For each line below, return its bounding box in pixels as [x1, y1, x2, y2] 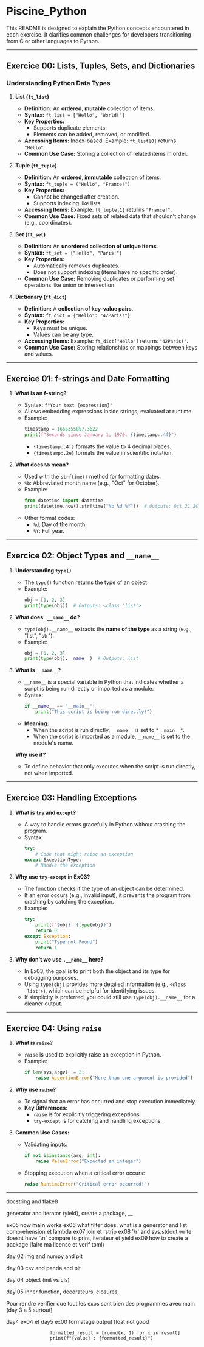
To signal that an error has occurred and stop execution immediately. [24, 1098, 197, 1105]
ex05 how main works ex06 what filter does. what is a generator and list [6, 1221, 187, 1228]
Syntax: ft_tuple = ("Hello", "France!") [24, 180, 131, 187]
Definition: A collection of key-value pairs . [24, 304, 134, 312]
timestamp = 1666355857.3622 [24, 426, 98, 432]
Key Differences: [24, 1104, 68, 1112]
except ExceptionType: [24, 857, 82, 863]
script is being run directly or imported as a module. [24, 685, 154, 692]
